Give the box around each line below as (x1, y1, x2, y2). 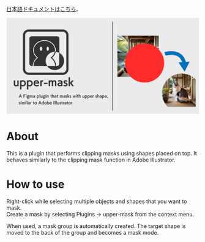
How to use (6, 177, 65, 191)
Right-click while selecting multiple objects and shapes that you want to (6, 198, 187, 205)
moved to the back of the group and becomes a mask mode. (6, 229, 159, 236)
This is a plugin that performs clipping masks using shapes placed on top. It (6, 149, 197, 157)
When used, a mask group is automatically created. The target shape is (6, 222, 186, 230)
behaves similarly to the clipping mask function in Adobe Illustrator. (6, 156, 176, 163)
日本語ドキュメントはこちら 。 (6, 5, 81, 12)
